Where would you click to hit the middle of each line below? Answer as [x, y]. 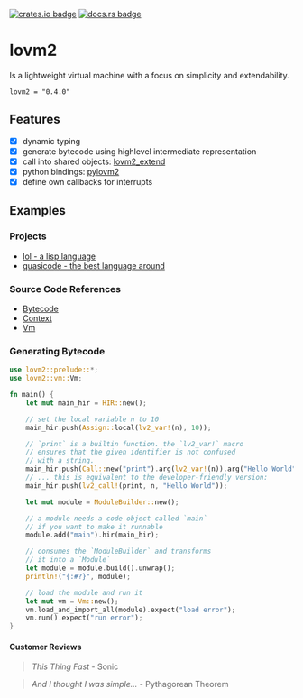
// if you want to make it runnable [95, 527]
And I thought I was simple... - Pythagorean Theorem [130, 684]
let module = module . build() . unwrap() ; [101, 568]
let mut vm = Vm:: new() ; [72, 601]
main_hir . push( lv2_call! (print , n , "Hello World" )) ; [127, 486]
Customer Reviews [46, 647]
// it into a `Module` [68, 560]
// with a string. [60, 461]
